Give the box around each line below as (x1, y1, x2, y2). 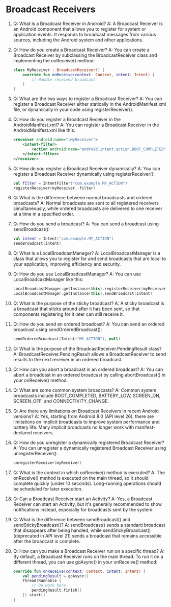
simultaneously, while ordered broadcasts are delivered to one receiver (13, 205, 162, 212)
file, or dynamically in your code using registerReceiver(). (13, 106, 134, 113)
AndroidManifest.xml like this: (13, 127, 75, 133)
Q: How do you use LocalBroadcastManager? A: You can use (13, 271, 141, 277)
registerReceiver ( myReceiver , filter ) (13, 185, 96, 191)
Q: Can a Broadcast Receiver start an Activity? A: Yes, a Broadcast (13, 496, 153, 502)
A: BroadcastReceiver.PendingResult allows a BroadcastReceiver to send (13, 351, 166, 357)
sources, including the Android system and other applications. (13, 37, 144, 43)
